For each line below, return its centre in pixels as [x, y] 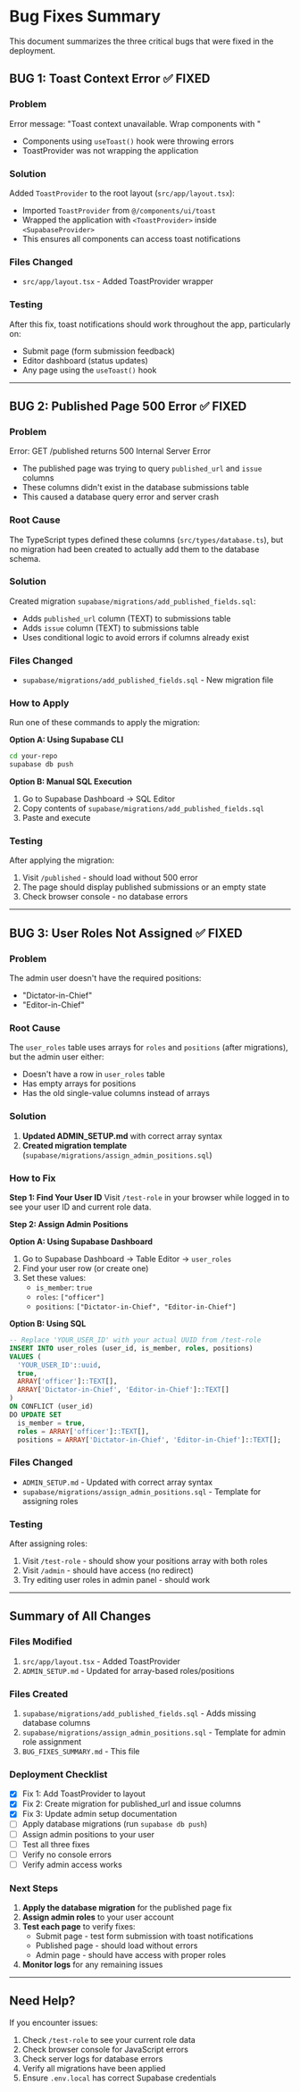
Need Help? [42, 2001]
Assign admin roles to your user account [98, 1917]
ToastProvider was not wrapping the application [110, 150]
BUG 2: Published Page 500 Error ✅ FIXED [128, 406]
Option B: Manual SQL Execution [71, 782]
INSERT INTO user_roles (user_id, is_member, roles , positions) [131, 1348]
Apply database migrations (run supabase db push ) [115, 1824]
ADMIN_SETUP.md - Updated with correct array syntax [117, 1482]
